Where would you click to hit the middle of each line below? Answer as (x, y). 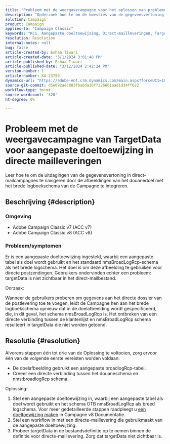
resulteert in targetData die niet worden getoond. (56, 325)
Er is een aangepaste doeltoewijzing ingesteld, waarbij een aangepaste (79, 257)
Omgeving (18, 216)
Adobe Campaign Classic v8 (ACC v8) (52, 232)
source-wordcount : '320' (31, 95)
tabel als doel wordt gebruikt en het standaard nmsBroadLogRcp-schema (82, 262)
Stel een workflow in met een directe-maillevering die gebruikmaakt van (88, 420)
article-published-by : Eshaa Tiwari (44, 62)
